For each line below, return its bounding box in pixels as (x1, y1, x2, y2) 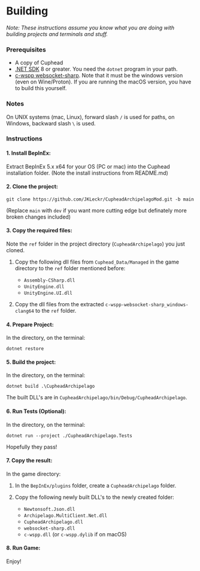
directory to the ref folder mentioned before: (14, 265, 126, 272)
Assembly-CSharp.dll (23, 277, 75, 283)
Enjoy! (6, 558, 22, 565)
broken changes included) (6, 213, 71, 220)
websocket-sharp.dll (23, 525, 75, 531)
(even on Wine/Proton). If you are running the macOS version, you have (14, 78, 192, 85)
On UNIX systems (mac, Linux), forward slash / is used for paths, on (6, 113, 175, 121)
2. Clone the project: (6, 183, 58, 190)
